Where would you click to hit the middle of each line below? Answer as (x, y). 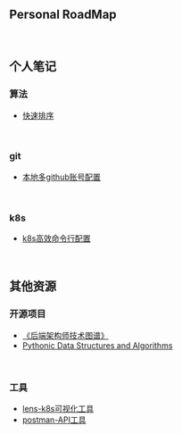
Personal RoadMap (63, 15)
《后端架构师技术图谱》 (65, 335)
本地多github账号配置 (61, 177)
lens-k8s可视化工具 (58, 409)
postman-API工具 (54, 420)
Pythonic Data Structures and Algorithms (97, 345)
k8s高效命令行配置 (56, 238)
